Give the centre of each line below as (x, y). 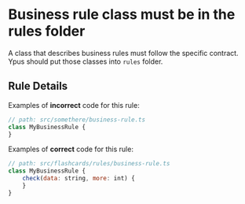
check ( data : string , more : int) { (79, 179)
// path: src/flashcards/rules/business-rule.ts (89, 164)
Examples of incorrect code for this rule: (74, 105)
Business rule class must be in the (122, 15)
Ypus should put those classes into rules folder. (86, 61)
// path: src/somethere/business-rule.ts (77, 120)
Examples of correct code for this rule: (71, 149)
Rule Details (38, 86)
